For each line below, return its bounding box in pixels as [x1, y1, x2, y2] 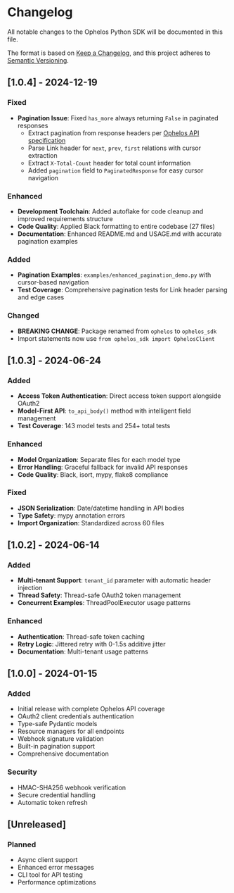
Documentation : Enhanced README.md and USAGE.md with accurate [17, 230, 223, 238]
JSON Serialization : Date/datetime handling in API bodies [17, 504, 185, 512]
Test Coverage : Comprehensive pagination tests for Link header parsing [17, 286, 228, 294]
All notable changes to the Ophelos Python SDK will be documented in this [7, 27, 223, 36]
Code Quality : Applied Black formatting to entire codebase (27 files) [17, 222, 216, 230]
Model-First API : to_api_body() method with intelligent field [17, 406, 191, 416]
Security [7, 767, 37, 777]
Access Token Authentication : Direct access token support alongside [17, 392, 221, 400]
